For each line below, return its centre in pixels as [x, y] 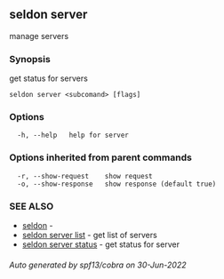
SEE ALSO [32, 206]
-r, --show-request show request [85, 176]
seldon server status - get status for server [101, 244]
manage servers [39, 36]
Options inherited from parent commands [101, 157]
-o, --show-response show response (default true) [117, 184]
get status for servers [49, 78]
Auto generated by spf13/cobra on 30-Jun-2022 [98, 265]
